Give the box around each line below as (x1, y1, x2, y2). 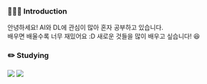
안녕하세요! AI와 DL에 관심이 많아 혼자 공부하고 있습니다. (7, 23, 164, 32)
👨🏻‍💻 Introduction (7, 6, 68, 16)
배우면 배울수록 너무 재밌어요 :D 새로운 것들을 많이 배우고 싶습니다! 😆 (7, 32, 201, 41)
